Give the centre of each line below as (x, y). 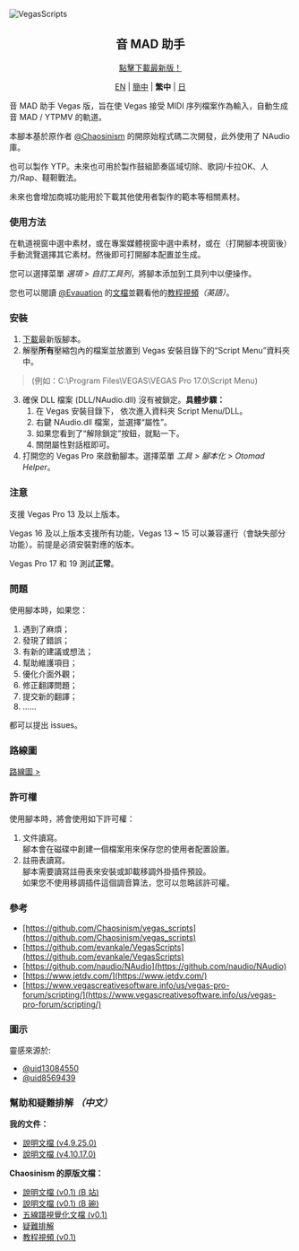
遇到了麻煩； (46, 629)
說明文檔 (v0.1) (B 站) (61, 1193)
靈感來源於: (30, 1051)
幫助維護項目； (50, 663)
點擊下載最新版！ (150, 67)
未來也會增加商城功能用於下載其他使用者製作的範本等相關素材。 (127, 197)
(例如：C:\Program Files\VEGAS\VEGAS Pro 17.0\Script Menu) (144, 381)
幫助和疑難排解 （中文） (61, 1103)
